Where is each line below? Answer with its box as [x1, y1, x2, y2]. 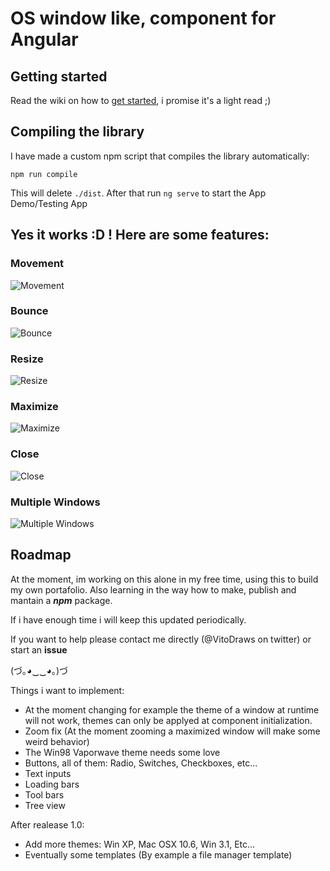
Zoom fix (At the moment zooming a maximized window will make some [24, 725, 321, 737]
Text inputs [24, 767, 72, 779]
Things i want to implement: [10, 684, 125, 696]
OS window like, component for [10, 7, 277, 30]
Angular [10, 28, 79, 51]
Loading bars [24, 778, 80, 790]
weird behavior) [24, 735, 90, 747]
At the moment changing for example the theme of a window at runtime [24, 703, 320, 716]
